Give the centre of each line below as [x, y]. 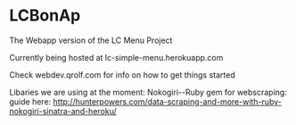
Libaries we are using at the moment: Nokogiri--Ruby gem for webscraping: [148, 92]
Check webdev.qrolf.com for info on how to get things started [122, 75]
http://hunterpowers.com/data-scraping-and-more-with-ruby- [168, 101]
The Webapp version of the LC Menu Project [91, 40]
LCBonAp [45, 16]
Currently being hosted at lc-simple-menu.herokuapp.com [116, 57]
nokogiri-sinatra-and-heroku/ [63, 111]
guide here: [30, 101]
